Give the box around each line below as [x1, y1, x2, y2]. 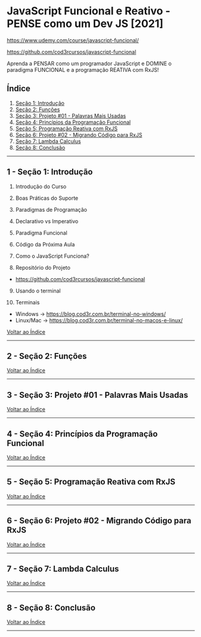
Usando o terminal [15, 287, 61, 294]
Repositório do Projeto [15, 264, 71, 271]
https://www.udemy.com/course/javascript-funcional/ [7, 36, 139, 44]
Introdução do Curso [15, 182, 67, 190]
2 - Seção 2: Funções [7, 351, 87, 361]
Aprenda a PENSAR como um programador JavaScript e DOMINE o [7, 60, 172, 67]
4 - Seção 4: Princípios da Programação [7, 429, 158, 439]
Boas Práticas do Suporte [15, 194, 79, 202]
